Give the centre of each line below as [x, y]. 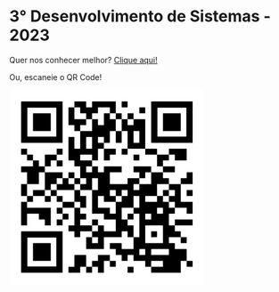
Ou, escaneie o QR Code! [56, 77]
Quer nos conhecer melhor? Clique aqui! [83, 60]
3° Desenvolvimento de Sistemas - [140, 16]
